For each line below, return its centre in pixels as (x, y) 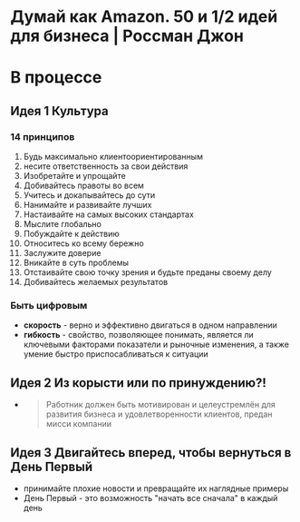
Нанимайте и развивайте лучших (87, 205)
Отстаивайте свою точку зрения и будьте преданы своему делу (148, 272)
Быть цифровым (49, 305)
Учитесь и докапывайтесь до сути (89, 195)
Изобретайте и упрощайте (74, 176)
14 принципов (43, 136)
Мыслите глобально (63, 224)
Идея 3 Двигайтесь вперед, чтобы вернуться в (151, 453)
